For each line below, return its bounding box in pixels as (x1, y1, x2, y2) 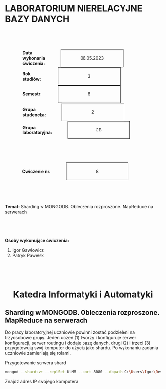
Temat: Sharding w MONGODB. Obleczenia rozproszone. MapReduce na (5, 203, 153, 209)
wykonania (22, 55, 46, 61)
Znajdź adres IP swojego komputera (5, 378, 79, 384)
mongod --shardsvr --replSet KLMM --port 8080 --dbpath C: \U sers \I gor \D (5, 369, 158, 374)
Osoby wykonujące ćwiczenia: (5, 237, 69, 243)
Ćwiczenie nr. (22, 169, 51, 174)
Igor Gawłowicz (12, 247, 44, 253)
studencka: (22, 112, 46, 118)
